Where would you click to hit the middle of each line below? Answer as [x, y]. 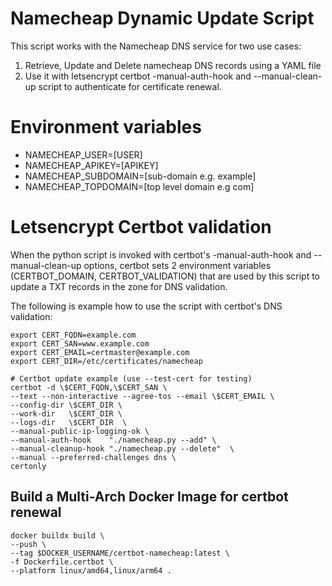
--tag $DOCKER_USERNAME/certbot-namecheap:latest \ [120, 553]
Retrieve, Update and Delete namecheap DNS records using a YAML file [173, 65]
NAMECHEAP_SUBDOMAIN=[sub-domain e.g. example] [140, 176]
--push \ [28, 544]
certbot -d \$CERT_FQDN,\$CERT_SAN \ [89, 387]
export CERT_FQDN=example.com [73, 335]
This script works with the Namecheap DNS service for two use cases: [156, 46]
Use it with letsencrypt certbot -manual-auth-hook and [138, 76]
